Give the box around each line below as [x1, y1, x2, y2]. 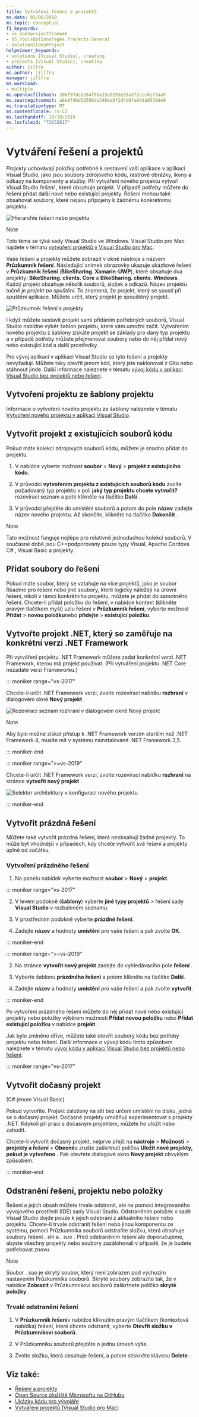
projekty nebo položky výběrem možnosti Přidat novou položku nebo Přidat [6, 1014, 194, 1022]
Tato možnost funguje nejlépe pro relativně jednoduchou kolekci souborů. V [6, 534, 192, 541]
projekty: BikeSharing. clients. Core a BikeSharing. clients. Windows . [6, 275, 179, 282]
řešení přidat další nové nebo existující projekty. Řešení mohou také [6, 190, 171, 197]
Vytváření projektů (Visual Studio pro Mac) [14, 1404, 119, 1412]
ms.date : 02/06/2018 [6, 14, 58, 20]
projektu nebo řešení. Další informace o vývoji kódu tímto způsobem [6, 1039, 173, 1046]
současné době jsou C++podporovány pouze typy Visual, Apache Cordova [6, 540, 190, 547]
